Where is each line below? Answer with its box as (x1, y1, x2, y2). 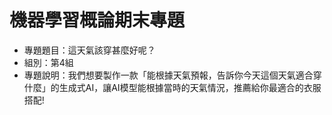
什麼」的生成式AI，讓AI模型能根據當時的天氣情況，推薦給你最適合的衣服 (23, 81, 322, 93)
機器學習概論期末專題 (9, 9, 186, 32)
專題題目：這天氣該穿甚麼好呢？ (23, 44, 156, 56)
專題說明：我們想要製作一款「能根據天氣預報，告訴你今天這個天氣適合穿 (23, 69, 322, 81)
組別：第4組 (23, 56, 74, 68)
